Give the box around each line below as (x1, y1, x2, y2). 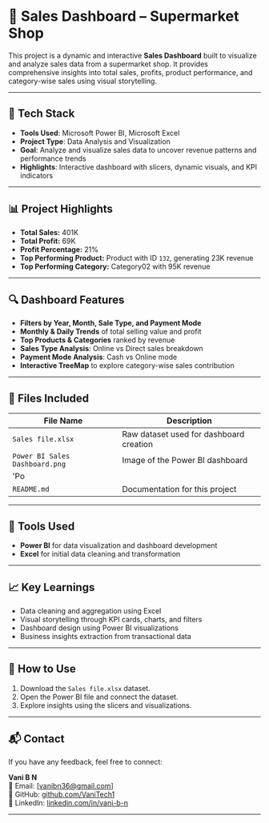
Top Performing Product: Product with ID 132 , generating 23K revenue (19, 253, 254, 262)
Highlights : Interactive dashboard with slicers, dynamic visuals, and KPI (19, 162, 258, 171)
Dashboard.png (12, 460, 66, 469)
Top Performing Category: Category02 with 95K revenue (19, 262, 211, 271)
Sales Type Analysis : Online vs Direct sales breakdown (19, 344, 204, 354)
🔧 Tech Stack (8, 107, 75, 121)
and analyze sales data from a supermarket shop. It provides (8, 59, 208, 69)
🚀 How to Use (8, 662, 76, 676)
